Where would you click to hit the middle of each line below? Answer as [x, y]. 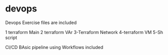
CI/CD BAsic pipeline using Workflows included [54, 47]
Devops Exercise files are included [41, 22]
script [11, 37]
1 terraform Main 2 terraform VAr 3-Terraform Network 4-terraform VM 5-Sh [84, 32]
